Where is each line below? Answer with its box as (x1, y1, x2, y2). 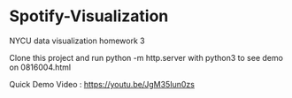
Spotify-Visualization (9, 6, 169, 26)
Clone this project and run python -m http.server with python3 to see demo (9, 52, 283, 63)
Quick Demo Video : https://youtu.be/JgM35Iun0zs (9, 79, 195, 89)
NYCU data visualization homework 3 (9, 35, 145, 46)
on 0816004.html (9, 62, 72, 72)
